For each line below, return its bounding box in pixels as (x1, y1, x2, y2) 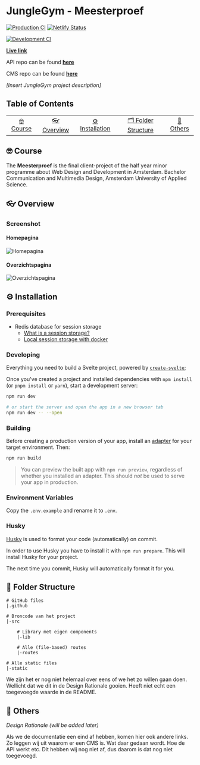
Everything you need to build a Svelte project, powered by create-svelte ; (6, 364, 186, 371)
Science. (6, 180, 28, 188)
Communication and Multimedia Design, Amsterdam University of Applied (6, 174, 187, 182)
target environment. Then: (6, 444, 70, 451)
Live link (6, 46, 27, 54)
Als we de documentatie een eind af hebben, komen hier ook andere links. (6, 733, 189, 741)
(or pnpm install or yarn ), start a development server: (6, 382, 138, 389)
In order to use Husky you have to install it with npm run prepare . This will (6, 547, 186, 554)
